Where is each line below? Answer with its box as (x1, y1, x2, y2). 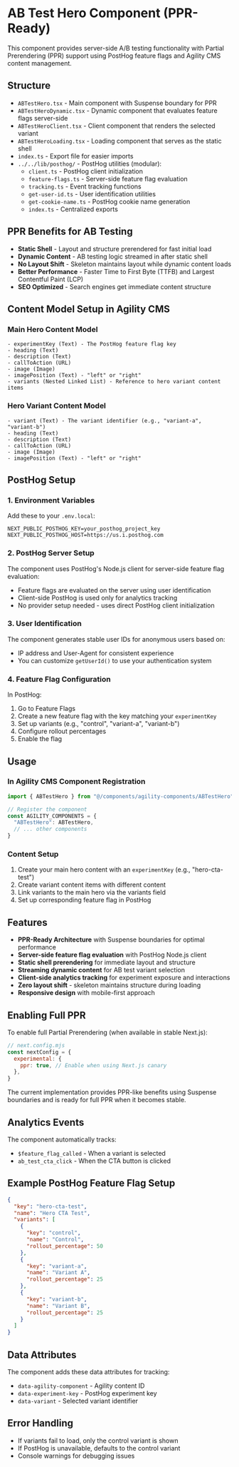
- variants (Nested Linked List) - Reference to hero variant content (7, 378, 221, 385)
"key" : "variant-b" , (26, 1296, 87, 1303)
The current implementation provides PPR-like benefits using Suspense (7, 1088, 217, 1097)
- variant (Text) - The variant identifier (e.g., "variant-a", (7, 417, 202, 424)
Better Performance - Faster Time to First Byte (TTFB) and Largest (17, 267, 215, 276)
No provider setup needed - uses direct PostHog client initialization (17, 601, 215, 610)
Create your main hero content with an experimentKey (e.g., (17, 865, 191, 874)
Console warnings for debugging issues (17, 1451, 135, 1460)
